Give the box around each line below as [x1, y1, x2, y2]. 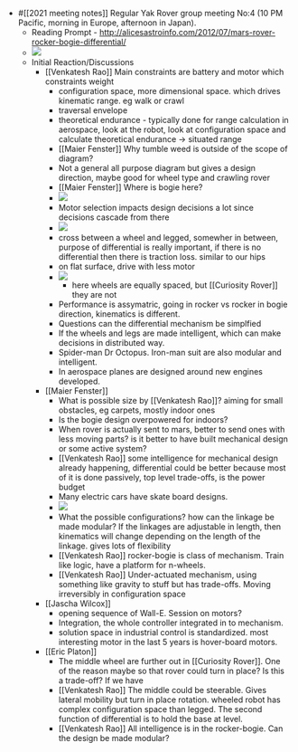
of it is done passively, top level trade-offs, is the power [58, 472, 265, 482]
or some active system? [58, 443, 147, 453]
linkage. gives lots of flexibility [58, 540, 172, 551]
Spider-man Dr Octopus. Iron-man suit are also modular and [58, 347, 282, 357]
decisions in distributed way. [58, 338, 165, 347]
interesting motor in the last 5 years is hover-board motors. [58, 637, 278, 647]
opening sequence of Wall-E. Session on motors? [58, 608, 242, 618]
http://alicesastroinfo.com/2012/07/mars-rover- [98, 27, 276, 37]
